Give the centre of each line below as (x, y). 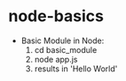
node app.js (56, 59)
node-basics (56, 16)
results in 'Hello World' (76, 69)
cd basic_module (66, 49)
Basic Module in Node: (63, 40)
